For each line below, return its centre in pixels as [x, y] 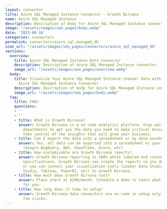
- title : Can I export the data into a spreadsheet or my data [81, 139]
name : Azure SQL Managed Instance [41, 19]
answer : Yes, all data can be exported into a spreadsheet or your [90, 143]
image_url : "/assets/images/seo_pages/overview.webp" [71, 70]
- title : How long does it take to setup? [59, 189]
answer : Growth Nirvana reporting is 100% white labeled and [83, 157]
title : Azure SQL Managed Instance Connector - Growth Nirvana [72, 14]
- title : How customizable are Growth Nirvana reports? [73, 153]
